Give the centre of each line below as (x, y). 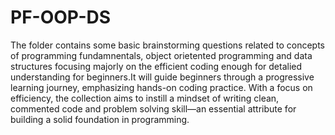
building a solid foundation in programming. (100, 119)
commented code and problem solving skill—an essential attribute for (153, 108)
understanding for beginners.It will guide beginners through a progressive (162, 77)
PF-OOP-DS (61, 17)
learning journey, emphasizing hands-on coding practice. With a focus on (161, 87)
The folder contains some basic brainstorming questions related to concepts (167, 45)
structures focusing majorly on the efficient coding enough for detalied (156, 66)
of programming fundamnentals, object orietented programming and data (161, 55)
